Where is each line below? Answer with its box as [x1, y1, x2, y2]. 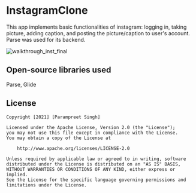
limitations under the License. [6, 182, 87, 188]
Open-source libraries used [6, 65, 111, 75]
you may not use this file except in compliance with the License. [6, 130, 179, 136]
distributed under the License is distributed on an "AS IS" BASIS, [6, 161, 181, 167]
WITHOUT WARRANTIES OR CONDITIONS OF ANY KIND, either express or [6, 166, 176, 172]
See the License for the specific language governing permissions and [6, 177, 186, 183]
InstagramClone [6, 4, 88, 17]
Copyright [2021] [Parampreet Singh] [6, 114, 101, 120]
